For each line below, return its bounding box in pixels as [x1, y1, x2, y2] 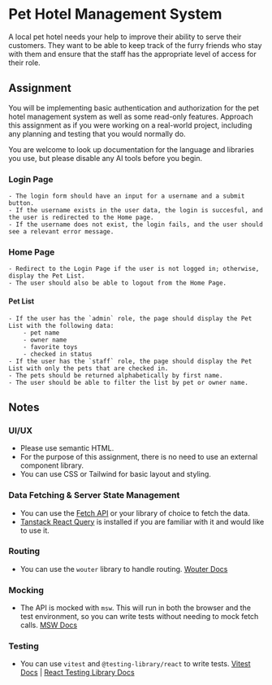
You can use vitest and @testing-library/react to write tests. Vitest [19, 659, 251, 669]
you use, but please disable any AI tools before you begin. [8, 153, 203, 163]
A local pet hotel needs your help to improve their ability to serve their [8, 32, 242, 41]
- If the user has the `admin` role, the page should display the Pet [8, 314, 253, 322]
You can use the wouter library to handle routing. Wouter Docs [19, 564, 228, 574]
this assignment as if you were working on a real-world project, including [8, 120, 253, 130]
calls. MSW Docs [19, 620, 78, 630]
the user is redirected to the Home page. [8, 213, 154, 222]
